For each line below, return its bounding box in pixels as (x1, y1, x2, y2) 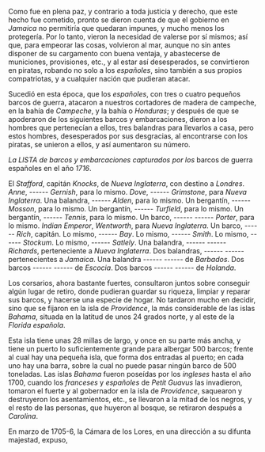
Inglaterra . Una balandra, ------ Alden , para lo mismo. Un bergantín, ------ (8, 196, 252, 205)
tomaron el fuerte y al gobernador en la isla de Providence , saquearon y (8, 386, 243, 395)
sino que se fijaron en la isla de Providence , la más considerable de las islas (8, 304, 256, 313)
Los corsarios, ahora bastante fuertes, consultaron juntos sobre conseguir (8, 279, 251, 287)
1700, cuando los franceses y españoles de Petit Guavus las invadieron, (8, 378, 243, 387)
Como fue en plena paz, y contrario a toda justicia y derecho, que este (8, 7, 238, 16)
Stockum (22, 237, 52, 247)
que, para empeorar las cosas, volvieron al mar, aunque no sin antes (8, 40, 231, 50)
